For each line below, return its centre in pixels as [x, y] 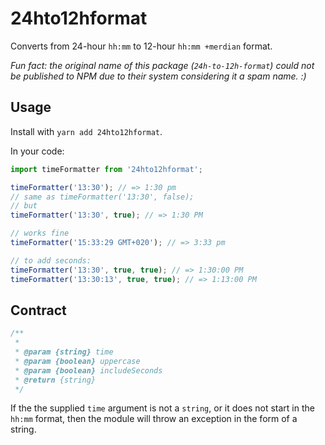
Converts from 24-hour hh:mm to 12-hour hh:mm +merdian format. [141, 46]
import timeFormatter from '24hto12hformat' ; [106, 169]
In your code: [37, 151]
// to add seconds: [51, 260]
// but [24, 206]
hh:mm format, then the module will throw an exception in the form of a [154, 419]
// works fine [40, 233]
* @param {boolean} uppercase [77, 361]
